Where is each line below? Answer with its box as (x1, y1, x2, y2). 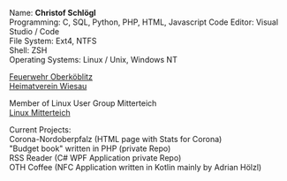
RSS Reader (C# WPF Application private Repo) (9, 153, 182, 162)
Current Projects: (9, 124, 72, 135)
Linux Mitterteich (9, 108, 71, 117)
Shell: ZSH (9, 45, 48, 56)
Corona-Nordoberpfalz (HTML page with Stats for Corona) (9, 134, 223, 144)
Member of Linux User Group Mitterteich (9, 98, 157, 109)
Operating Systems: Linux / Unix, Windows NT (9, 55, 178, 64)
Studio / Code (9, 26, 60, 36)
